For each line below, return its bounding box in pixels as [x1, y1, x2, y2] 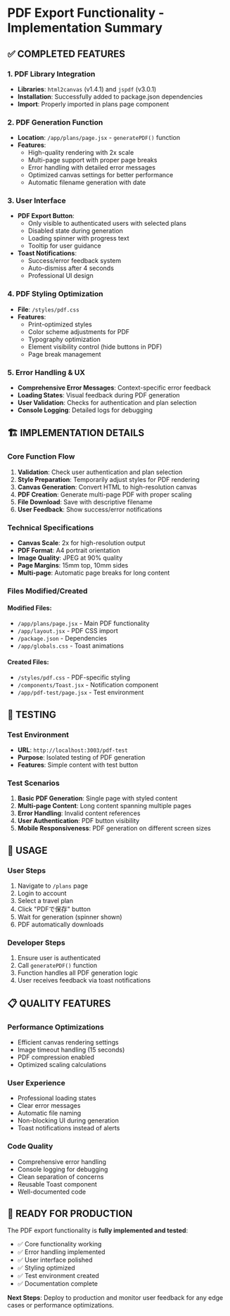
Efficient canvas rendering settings [17, 1038, 119, 1047]
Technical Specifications [7, 523, 94, 532]
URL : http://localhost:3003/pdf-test [17, 746, 128, 754]
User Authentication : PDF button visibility [17, 817, 140, 825]
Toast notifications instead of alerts [17, 1124, 120, 1132]
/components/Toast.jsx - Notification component [17, 681, 159, 689]
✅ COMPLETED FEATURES [7, 48, 125, 60]
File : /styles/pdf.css [17, 305, 79, 314]
